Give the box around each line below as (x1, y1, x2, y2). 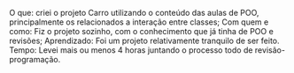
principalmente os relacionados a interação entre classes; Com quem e (9, 17, 269, 27)
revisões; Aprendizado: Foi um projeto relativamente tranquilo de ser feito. (9, 35, 281, 46)
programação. (9, 55, 61, 64)
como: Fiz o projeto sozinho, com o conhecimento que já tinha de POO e (9, 26, 275, 36)
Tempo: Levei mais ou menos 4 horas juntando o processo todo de (9, 45, 253, 55)
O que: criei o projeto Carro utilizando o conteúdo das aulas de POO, (9, 8, 259, 18)
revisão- (254, 45, 286, 55)
